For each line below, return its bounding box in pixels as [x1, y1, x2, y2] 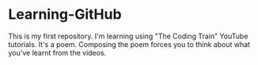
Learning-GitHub [8, 5, 122, 23]
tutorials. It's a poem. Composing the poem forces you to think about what [8, 39, 251, 49]
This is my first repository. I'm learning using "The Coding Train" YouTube [8, 31, 249, 41]
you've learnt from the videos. [8, 48, 107, 57]
